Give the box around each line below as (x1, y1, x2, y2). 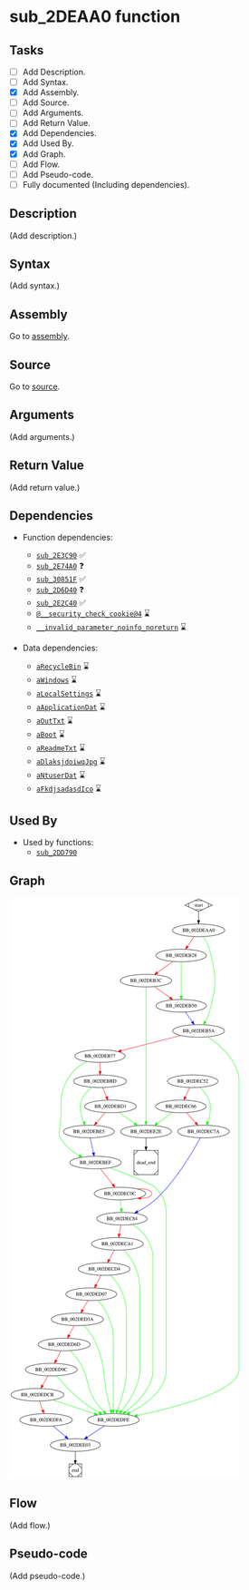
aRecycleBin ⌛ (35, 660, 90, 672)
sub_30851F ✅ (35, 573, 86, 584)
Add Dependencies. (22, 128, 97, 139)
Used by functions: (22, 837, 94, 848)
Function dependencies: (22, 532, 113, 543)
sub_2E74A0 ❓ (35, 561, 84, 571)
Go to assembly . (9, 331, 70, 342)
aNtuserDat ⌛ (35, 769, 86, 781)
